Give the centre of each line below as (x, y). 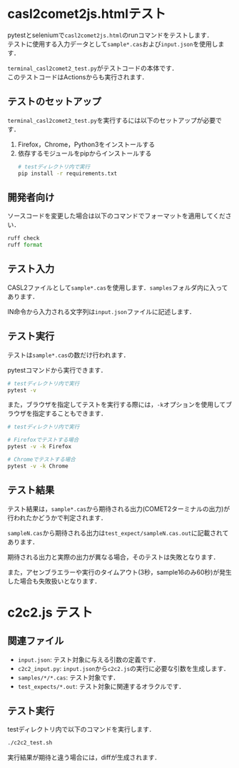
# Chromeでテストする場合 (42, 460)
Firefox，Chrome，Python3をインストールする (86, 144)
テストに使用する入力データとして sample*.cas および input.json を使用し (113, 44)
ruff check (24, 238)
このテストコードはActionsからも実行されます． (78, 77)
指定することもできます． (69, 413)
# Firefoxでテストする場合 (43, 440)
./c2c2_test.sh (30, 743)
